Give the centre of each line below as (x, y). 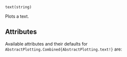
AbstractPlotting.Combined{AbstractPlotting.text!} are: (63, 49)
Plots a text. (17, 16)
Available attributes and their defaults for (46, 44)
